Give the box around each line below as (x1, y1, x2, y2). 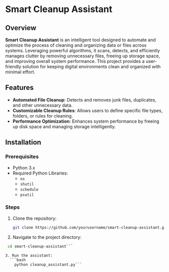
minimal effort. (5, 69, 35, 75)
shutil (20, 182, 34, 187)
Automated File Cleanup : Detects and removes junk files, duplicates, (12, 97, 156, 103)
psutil (20, 192, 34, 197)
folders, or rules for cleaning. (12, 113, 73, 119)
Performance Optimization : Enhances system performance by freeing (12, 118, 159, 124)
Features (5, 83, 34, 92)
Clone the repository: (12, 215, 57, 221)
